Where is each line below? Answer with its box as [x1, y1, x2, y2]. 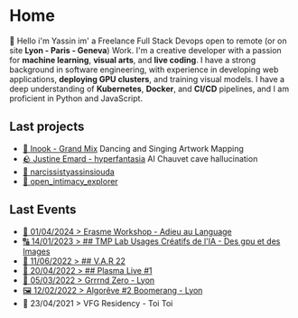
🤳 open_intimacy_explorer [22, 175, 119, 186]
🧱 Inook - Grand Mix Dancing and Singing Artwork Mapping [22, 143, 244, 154]
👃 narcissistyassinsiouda [22, 166, 115, 177]
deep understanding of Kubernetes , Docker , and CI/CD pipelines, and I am [9, 83, 290, 94]
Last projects [9, 119, 85, 135]
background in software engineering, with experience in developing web [9, 64, 279, 75]
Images [22, 246, 51, 257]
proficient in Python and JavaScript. [9, 92, 143, 104]
